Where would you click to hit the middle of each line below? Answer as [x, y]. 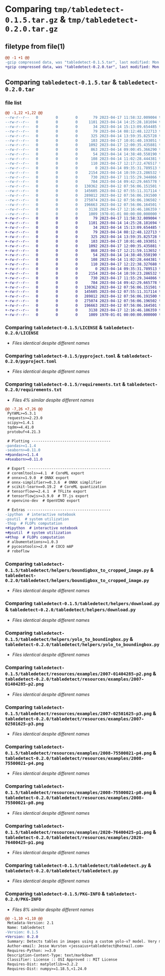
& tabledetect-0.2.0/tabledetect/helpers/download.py [70, 609]
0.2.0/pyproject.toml [31, 361]
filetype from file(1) [35, 46]
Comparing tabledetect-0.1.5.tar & [61, 82]
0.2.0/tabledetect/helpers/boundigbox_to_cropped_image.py [77, 580]
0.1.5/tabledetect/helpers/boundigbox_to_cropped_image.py [77, 570]
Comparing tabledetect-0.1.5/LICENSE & [54, 327]
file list [14, 103]
